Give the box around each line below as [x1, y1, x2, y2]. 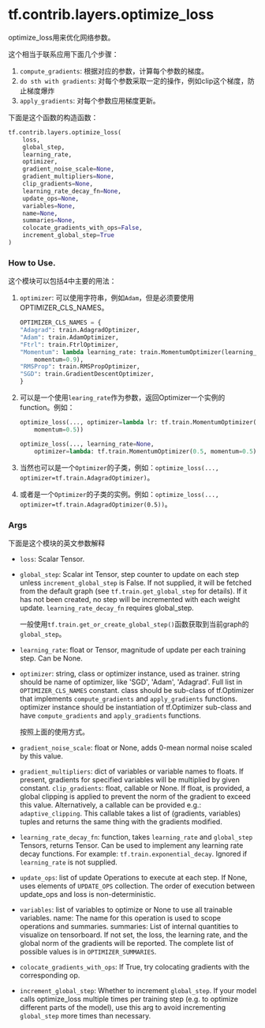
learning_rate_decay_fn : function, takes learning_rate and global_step [19, 832, 253, 842]
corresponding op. [19, 970, 80, 980]
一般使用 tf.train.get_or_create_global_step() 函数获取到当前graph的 [19, 619, 250, 629]
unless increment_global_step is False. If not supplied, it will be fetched [19, 578, 252, 587]
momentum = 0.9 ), [34, 356, 84, 363]
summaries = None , [22, 217, 77, 224]
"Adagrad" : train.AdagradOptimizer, [19, 326, 140, 334]
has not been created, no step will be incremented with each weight [19, 594, 241, 604]
